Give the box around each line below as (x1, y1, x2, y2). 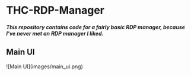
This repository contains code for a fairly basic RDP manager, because (6, 23, 186, 30)
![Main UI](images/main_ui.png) (6, 63, 83, 70)
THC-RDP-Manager (6, 4, 105, 17)
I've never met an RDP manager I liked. (6, 30, 104, 37)
